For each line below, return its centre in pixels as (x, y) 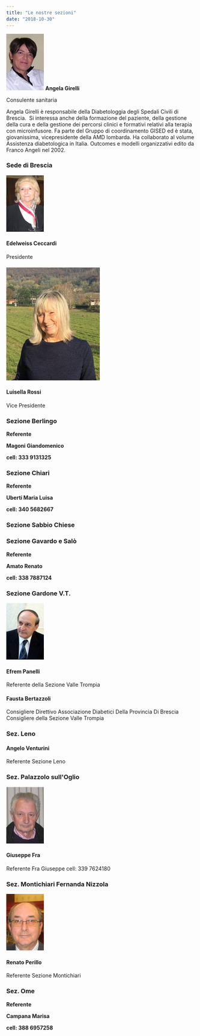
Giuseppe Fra (23, 855)
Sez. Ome (20, 991)
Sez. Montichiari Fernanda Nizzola (57, 884)
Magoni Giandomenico (35, 446)
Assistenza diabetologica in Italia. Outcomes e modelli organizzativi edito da (100, 143)
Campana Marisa (28, 1016)
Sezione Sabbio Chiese (41, 525)
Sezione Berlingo (32, 421)
